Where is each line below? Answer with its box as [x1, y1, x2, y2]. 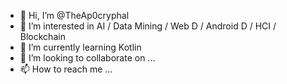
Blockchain [19, 31, 66, 42]
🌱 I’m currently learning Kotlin [19, 41, 142, 53]
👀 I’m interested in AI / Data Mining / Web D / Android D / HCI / [19, 20, 277, 32]
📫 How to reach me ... [19, 63, 113, 75]
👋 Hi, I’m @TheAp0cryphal [19, 10, 130, 21]
